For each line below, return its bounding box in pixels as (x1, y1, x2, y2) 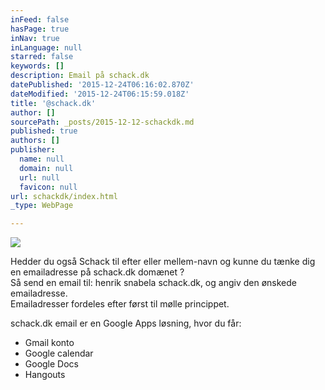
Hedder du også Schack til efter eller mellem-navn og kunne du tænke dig (10, 256, 316, 268)
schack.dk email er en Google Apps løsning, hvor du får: (10, 317, 242, 330)
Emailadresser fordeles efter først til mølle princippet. (10, 298, 230, 310)
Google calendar (24, 347, 94, 360)
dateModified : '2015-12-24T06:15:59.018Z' (10, 89, 190, 99)
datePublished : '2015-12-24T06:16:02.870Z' (10, 80, 195, 90)
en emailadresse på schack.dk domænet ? (10, 266, 185, 278)
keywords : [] (10, 61, 65, 71)
